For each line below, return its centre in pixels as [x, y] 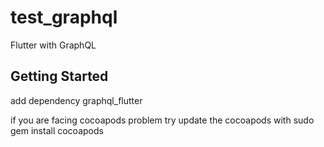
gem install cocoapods [57, 130]
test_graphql [64, 17]
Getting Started [59, 76]
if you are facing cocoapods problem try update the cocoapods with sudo [162, 120]
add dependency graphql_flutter [76, 100]
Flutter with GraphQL [53, 45]
